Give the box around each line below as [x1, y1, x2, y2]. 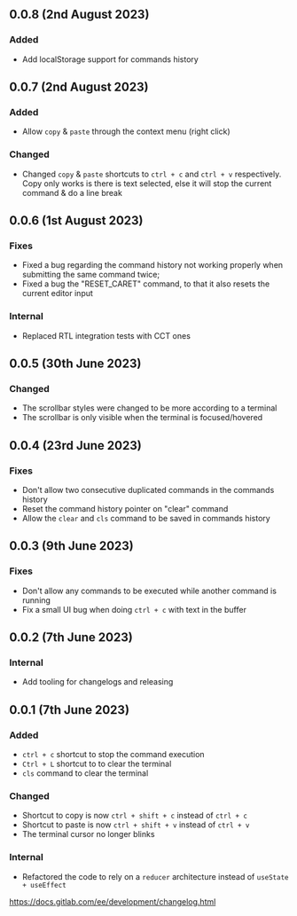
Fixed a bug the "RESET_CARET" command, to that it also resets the [21, 278, 270, 289]
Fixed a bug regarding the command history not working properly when [21, 260, 284, 270]
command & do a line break [21, 187, 122, 198]
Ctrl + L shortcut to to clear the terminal [21, 758, 172, 770]
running [21, 594, 51, 606]
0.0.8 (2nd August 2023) [9, 7, 150, 22]
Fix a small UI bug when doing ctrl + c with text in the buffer [21, 604, 246, 615]
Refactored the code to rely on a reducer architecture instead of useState [21, 871, 290, 881]
